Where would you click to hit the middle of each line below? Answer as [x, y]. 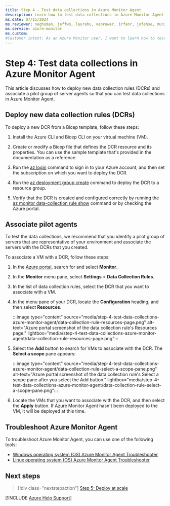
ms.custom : [17, 33]
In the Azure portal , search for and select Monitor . [65, 267]
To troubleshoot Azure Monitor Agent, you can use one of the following [79, 440]
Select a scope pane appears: [44, 354]
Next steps [23, 476]
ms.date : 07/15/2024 [27, 19]
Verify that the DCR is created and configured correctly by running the [86, 198]
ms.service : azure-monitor [34, 29]
